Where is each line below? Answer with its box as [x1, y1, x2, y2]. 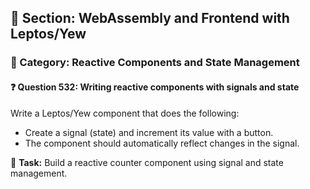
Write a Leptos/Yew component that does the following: [10, 107, 240, 119]
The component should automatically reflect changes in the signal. [24, 137, 300, 149]
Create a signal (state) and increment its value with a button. [24, 126, 274, 138]
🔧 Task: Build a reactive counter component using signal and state [10, 156, 284, 168]
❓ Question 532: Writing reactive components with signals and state [10, 81, 300, 93]
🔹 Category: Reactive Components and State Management [10, 56, 300, 70]
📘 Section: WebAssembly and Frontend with [10, 10, 290, 27]
